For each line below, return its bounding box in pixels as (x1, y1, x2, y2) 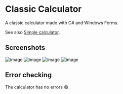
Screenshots (5, 43, 45, 52)
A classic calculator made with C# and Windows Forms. (5, 20, 119, 26)
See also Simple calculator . (5, 29, 60, 35)
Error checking (5, 71, 52, 79)
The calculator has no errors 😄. (5, 84, 70, 90)
